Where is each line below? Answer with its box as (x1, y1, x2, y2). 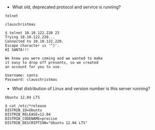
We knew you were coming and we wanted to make (5, 56, 103, 61)
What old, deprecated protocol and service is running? (12, 4, 121, 10)
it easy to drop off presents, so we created (5, 60, 98, 65)
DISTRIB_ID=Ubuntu (5, 108, 42, 113)
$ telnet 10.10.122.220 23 (5, 31, 60, 35)
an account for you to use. (5, 65, 62, 69)
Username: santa (5, 73, 38, 78)
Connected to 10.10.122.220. (5, 39, 64, 44)
